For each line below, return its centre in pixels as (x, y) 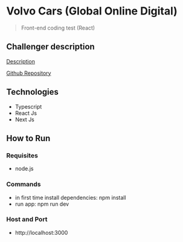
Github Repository (29, 73)
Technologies (33, 92)
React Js (26, 113)
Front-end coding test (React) (58, 28)
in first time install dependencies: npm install (70, 197)
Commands (24, 184)
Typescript (28, 106)
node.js (24, 169)
